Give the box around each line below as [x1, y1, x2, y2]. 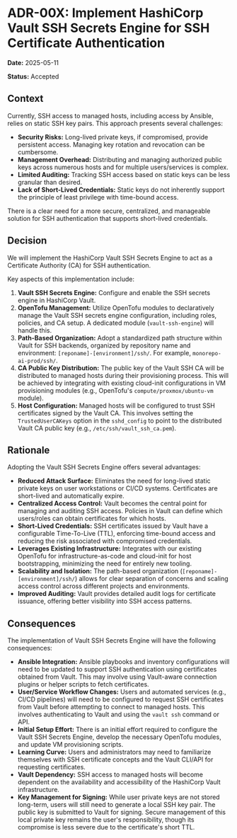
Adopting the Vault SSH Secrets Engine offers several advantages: [7, 463, 201, 471]
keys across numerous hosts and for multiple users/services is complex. [17, 163, 229, 171]
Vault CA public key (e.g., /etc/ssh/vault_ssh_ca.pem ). [17, 423, 177, 432]
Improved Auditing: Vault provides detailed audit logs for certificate [17, 590, 216, 598]
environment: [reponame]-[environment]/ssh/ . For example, [17, 348, 191, 357]
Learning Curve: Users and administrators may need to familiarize [17, 748, 212, 757]
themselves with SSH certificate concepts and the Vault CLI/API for [17, 755, 214, 764]
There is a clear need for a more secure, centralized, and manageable [7, 207, 211, 215]
